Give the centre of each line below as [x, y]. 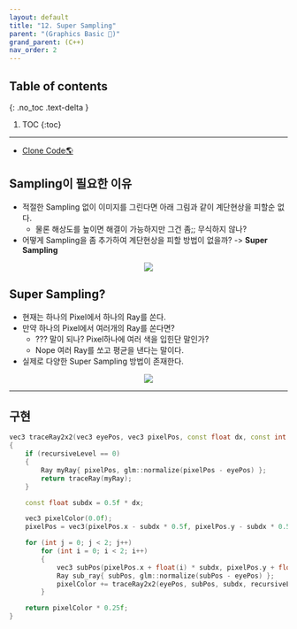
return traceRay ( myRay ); [87, 479]
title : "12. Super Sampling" [63, 26]
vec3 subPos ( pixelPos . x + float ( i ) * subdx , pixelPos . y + [165, 567]
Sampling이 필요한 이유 [71, 184]
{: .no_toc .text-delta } [49, 107]
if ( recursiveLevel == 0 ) [73, 454]
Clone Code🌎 [47, 150]
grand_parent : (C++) [47, 42]
